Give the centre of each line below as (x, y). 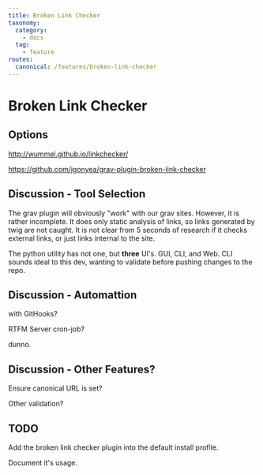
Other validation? (36, 404)
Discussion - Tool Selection (77, 194)
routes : (21, 60)
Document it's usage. (43, 463)
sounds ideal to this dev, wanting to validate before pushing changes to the (130, 262)
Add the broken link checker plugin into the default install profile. (113, 447)
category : (31, 30)
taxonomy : (24, 23)
